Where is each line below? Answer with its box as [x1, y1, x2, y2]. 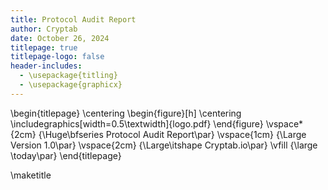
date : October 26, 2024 [10, 33, 110, 43]
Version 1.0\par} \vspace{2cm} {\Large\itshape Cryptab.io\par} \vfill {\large [10, 139, 318, 151]
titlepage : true [10, 42, 78, 53]
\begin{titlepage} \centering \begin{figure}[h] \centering [10, 107, 242, 119]
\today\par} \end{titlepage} [10, 149, 122, 161]
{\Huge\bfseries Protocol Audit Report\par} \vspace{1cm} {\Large [38, 128, 307, 140]
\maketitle [10, 169, 52, 181]
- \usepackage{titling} [19, 71, 118, 81]
